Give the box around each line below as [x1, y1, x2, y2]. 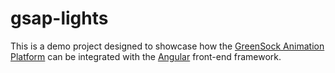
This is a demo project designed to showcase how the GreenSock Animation [10, 40, 325, 52]
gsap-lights [10, 7, 109, 30]
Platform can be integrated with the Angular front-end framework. [10, 50, 282, 62]
